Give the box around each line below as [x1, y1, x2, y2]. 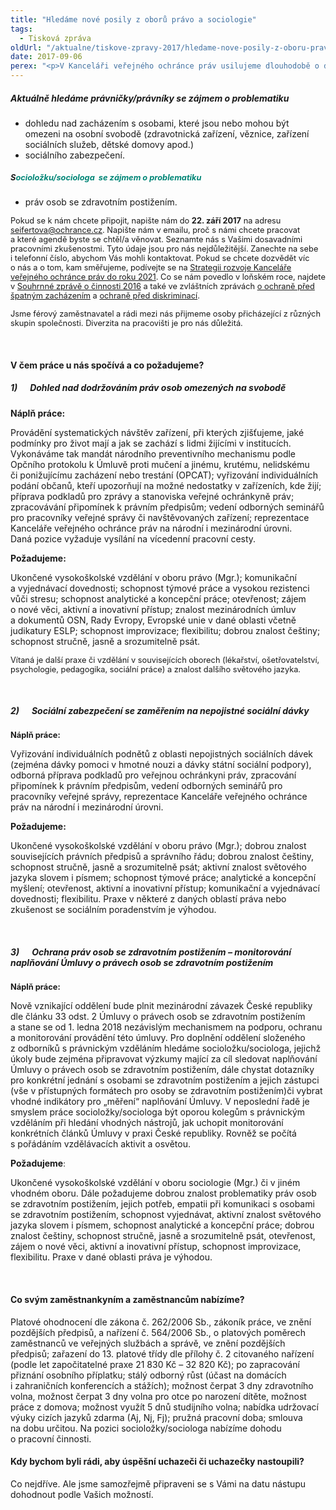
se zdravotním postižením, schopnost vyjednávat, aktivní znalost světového [10, 1209, 322, 1221]
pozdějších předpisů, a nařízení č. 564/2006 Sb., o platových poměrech [10, 1326, 307, 1338]
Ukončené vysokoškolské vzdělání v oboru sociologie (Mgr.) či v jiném [10, 1177, 301, 1189]
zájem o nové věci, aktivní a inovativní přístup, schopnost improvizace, [10, 1241, 302, 1253]
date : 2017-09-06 [10, 52, 83, 62]
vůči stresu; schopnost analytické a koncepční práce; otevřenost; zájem [10, 592, 307, 605]
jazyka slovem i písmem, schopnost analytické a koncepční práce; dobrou [10, 1219, 315, 1231]
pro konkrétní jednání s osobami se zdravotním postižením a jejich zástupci [10, 1074, 320, 1086]
